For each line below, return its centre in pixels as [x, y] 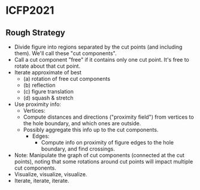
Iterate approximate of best [48, 72]
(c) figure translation [49, 91]
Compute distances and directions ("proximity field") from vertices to [108, 117]
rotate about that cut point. [47, 66]
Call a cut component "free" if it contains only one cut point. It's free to [102, 60]
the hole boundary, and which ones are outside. [82, 123]
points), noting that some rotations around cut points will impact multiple [104, 162]
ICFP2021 [30, 10]
